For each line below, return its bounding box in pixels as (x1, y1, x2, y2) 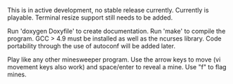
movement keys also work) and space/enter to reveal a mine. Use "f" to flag (7, 63, 227, 71)
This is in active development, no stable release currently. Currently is (7, 6, 209, 14)
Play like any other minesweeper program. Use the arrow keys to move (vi (7, 55, 221, 64)
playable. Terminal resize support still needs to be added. (7, 13, 173, 22)
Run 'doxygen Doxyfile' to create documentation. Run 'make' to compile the (7, 27, 226, 35)
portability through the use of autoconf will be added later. (7, 42, 175, 50)
